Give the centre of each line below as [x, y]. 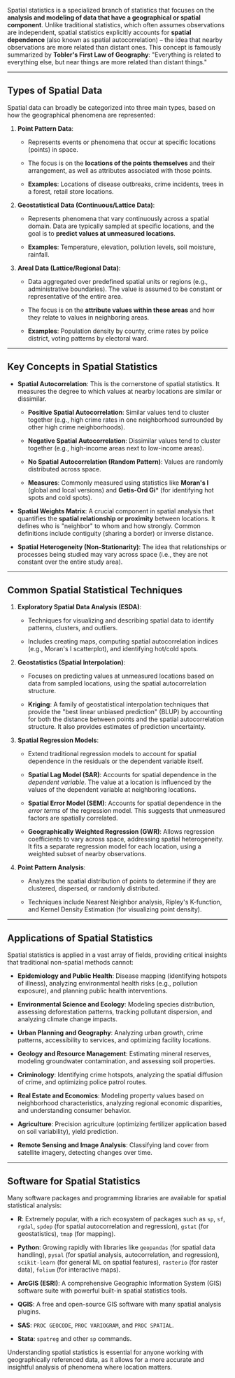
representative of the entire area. [75, 296]
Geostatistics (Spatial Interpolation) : [71, 662]
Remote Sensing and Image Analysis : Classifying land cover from [113, 1145]
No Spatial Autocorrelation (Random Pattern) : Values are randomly [126, 462]
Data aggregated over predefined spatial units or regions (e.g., [118, 281]
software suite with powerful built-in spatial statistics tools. [102, 1291]
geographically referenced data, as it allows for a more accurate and [106, 1360]
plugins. [29, 1312]
